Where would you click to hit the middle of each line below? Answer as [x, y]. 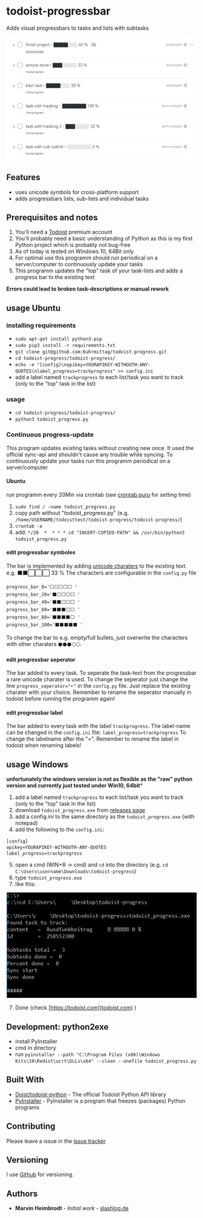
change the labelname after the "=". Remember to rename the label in [93, 739]
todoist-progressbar [58, 11]
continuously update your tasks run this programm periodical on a [88, 461]
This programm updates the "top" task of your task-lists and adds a [99, 271]
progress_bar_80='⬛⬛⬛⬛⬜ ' [43, 617]
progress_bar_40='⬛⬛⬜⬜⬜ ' [43, 602]
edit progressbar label [35, 712]
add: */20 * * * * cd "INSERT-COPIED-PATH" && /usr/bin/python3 [100, 532]
